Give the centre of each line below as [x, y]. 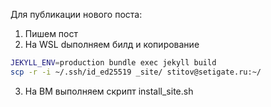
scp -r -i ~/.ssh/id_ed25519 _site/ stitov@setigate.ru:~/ [136, 72]
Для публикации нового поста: [76, 14]
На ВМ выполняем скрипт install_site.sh [109, 91]
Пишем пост [51, 33]
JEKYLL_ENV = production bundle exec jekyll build [113, 63]
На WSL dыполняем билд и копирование [112, 44]
